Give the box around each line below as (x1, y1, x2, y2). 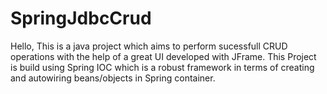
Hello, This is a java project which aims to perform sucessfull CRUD (10, 40, 288, 52)
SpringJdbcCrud (10, 7, 152, 30)
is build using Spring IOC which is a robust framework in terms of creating (10, 61, 315, 73)
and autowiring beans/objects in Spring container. (10, 72, 216, 84)
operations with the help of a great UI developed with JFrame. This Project (10, 50, 317, 62)
